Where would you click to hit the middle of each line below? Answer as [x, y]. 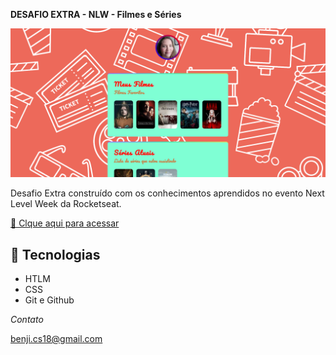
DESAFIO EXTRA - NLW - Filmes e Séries [96, 14]
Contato [27, 320]
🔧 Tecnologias [55, 254]
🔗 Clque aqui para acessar [65, 223]
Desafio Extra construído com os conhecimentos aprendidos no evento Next [167, 193]
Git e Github [49, 300]
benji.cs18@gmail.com [56, 339]
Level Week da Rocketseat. [66, 204]
